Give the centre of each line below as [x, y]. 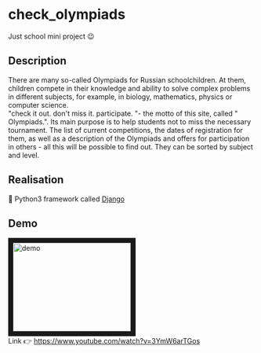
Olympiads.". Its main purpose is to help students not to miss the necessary [130, 121]
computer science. [38, 105]
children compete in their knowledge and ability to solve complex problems [129, 88]
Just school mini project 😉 [51, 36]
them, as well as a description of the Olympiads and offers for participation [129, 138]
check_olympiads [67, 15]
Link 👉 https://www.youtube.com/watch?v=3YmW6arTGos [104, 341]
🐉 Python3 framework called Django [67, 199]
